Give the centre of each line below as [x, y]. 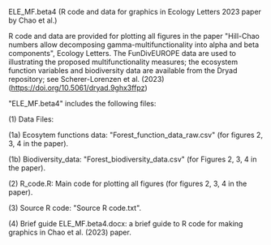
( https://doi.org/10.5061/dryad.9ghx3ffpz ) [78, 88]
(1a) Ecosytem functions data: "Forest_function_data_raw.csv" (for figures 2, [136, 135]
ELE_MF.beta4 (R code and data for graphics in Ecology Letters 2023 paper [135, 12]
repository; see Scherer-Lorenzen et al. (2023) [86, 79]
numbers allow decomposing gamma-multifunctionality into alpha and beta [134, 45]
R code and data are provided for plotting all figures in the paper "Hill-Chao [134, 36]
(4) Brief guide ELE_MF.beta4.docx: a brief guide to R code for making [126, 224]
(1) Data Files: [31, 119]
